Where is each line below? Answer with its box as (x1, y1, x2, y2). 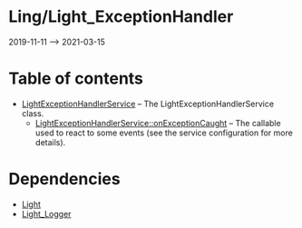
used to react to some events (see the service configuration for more (34, 127, 294, 138)
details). (34, 136, 66, 147)
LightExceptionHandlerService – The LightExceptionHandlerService (21, 98, 274, 109)
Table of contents (8, 68, 144, 89)
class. (21, 107, 44, 119)
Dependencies (8, 169, 121, 190)
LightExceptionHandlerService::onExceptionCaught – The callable (34, 117, 282, 128)
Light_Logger (21, 208, 72, 219)
